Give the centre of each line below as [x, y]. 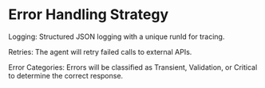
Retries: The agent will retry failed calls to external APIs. [100, 52]
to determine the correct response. [66, 75]
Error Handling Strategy [89, 15]
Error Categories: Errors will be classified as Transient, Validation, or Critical [133, 67]
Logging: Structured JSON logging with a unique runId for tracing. [117, 36]
